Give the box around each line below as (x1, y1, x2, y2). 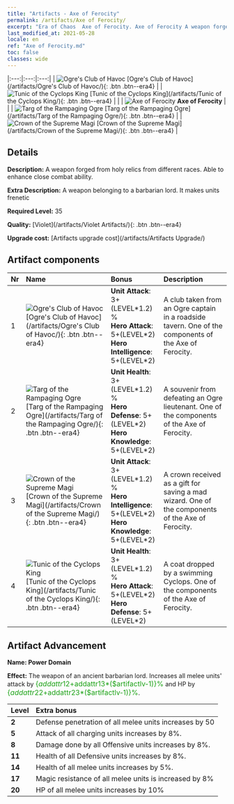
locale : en (7, 36, 39, 43)
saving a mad (163, 487, 208, 497)
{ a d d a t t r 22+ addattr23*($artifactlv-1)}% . (7, 688, 141, 697)
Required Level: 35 (7, 207, 63, 215)
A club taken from (163, 295, 221, 305)
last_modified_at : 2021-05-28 (7, 29, 95, 37)
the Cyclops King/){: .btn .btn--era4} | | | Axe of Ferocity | (7, 97, 226, 105)
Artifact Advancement (7, 640, 107, 652)
